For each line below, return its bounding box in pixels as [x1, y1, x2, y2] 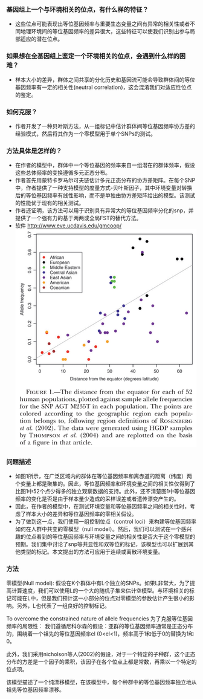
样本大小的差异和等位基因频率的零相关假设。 [25, 510, 137, 518]
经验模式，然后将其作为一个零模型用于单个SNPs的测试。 [14, 130, 156, 137]
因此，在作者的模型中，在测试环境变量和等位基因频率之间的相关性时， [14, 502, 190, 510]
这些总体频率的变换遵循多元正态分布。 [14, 169, 111, 177]
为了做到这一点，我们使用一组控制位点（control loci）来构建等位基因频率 [14, 518, 196, 525]
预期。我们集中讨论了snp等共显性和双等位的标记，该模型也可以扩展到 [14, 540, 189, 548]
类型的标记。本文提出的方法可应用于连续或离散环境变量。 [20, 548, 164, 555]
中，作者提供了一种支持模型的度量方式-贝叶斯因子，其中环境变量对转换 [14, 184, 193, 192]
